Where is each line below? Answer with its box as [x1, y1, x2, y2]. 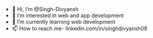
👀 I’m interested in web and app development [11, 12, 124, 19]
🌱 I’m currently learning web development [11, 18, 116, 25]
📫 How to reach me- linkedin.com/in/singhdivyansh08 [11, 25, 148, 32]
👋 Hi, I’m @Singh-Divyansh [11, 6, 79, 12]
